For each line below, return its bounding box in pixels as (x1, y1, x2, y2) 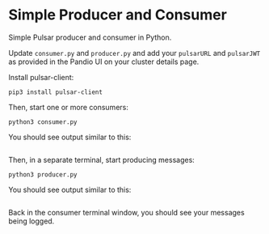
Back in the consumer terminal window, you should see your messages (8, 207, 245, 217)
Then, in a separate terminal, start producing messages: (8, 155, 195, 164)
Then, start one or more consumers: (8, 102, 129, 112)
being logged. (8, 216, 55, 226)
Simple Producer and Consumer (8, 6, 228, 24)
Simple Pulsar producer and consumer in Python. (8, 32, 172, 42)
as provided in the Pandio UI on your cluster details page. (8, 57, 200, 66)
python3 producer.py (8, 170, 78, 179)
